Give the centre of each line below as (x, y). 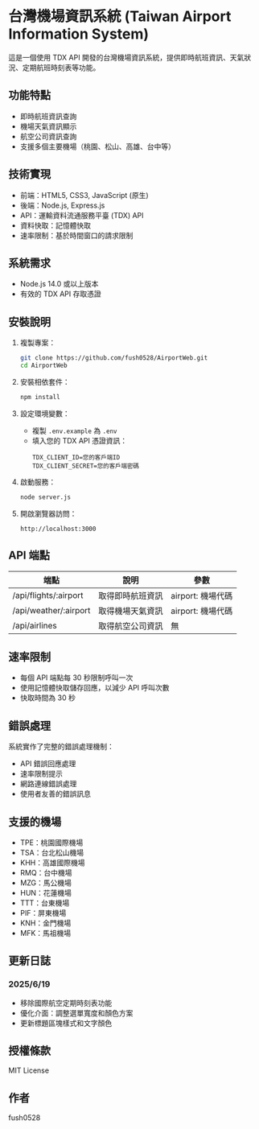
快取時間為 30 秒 (48, 698)
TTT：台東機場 (45, 903)
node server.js (45, 497)
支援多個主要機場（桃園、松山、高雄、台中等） (97, 146)
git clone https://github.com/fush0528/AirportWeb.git (114, 358)
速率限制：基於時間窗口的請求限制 (76, 235)
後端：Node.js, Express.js (62, 205)
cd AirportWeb (43, 366)
